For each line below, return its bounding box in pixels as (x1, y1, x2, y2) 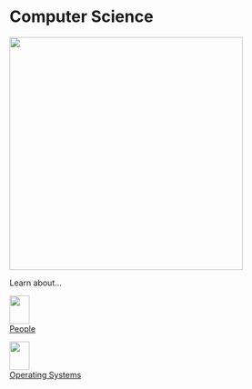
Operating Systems (9, 369, 82, 380)
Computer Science (9, 6, 154, 27)
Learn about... (9, 277, 62, 288)
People (9, 323, 36, 334)
